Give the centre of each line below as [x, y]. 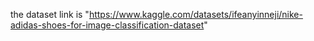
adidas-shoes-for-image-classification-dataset [107, 25]
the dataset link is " [50, 14]
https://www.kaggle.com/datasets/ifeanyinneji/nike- [195, 14]
